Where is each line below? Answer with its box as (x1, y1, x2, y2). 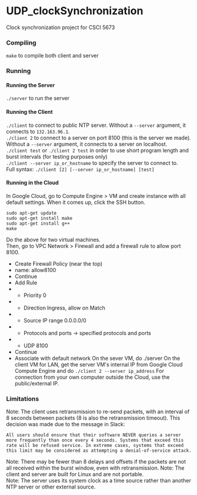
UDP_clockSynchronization (6, 4, 144, 18)
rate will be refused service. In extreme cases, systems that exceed (6, 443, 184, 449)
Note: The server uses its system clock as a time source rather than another (6, 477, 191, 484)
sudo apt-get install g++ (6, 221, 70, 226)
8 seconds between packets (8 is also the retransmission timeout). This (6, 414, 180, 421)
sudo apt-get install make (6, 215, 73, 221)
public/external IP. (14, 379, 59, 387)
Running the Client (6, 108, 53, 115)
